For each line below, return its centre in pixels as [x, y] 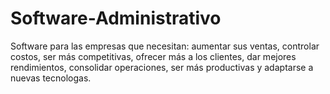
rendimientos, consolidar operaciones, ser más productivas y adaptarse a [162, 67]
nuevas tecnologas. [51, 78]
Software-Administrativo [116, 18]
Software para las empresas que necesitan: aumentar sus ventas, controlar [165, 46]
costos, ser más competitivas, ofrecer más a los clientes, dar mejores [153, 56]
